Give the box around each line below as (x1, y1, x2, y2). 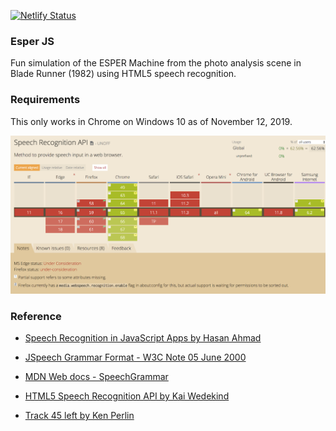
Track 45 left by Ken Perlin (24, 410, 135, 422)
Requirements (10, 93, 81, 107)
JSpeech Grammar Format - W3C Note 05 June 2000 (24, 351, 247, 364)
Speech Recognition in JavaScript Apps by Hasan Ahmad (24, 332, 262, 344)
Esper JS (10, 34, 55, 48)
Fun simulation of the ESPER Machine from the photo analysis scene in (10, 57, 302, 69)
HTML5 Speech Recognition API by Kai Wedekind (24, 390, 230, 402)
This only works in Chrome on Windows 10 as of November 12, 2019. (10, 115, 293, 127)
